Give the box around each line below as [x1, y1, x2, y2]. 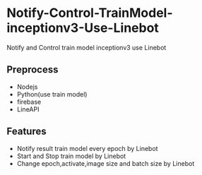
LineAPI [16, 104, 40, 114]
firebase [16, 97, 42, 106]
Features [6, 126, 47, 138]
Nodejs [16, 83, 38, 91]
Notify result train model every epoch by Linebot [16, 144, 158, 152]
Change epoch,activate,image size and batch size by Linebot [16, 159, 195, 167]
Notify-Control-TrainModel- [6, 5, 174, 21]
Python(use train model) [16, 90, 88, 98]
